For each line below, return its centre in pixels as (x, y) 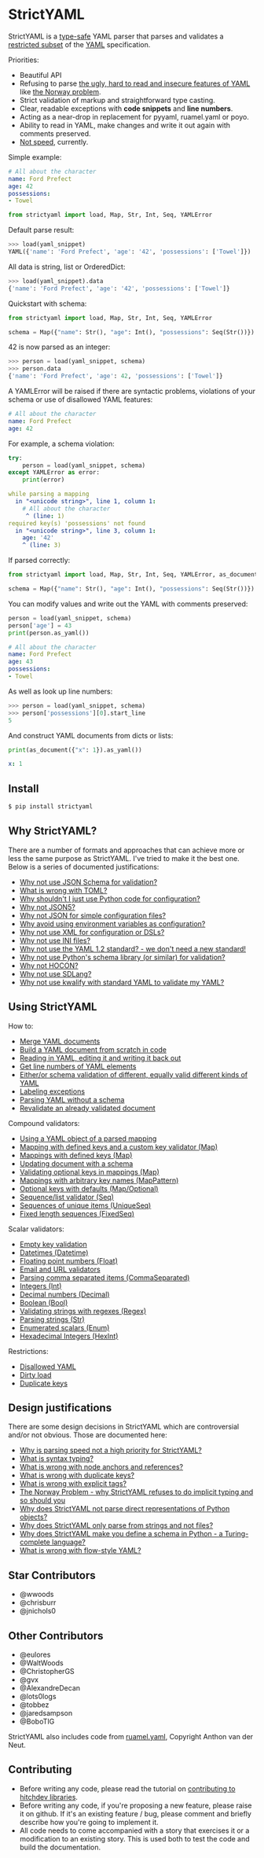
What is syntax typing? (57, 1459)
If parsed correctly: (39, 561)
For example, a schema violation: (62, 443)
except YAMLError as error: (54, 473)
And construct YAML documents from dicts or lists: (91, 735)
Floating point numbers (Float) (68, 1260)
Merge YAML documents (60, 1041)
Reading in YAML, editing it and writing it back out (100, 1058)
